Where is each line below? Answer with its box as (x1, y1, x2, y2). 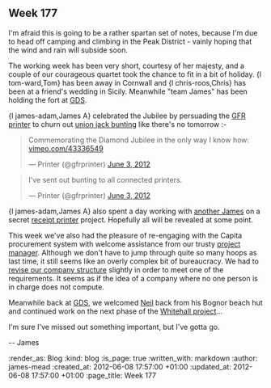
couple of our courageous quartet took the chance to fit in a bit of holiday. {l (8, 69, 261, 79)
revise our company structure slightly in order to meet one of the (8, 264, 224, 274)
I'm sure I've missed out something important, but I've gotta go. (8, 322, 220, 331)
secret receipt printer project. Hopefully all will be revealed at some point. (8, 214, 253, 225)
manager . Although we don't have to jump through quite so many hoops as (8, 247, 257, 257)
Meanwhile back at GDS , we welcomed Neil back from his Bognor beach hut (8, 297, 263, 307)
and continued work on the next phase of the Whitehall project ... (8, 306, 223, 316)
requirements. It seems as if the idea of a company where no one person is (8, 273, 259, 283)
